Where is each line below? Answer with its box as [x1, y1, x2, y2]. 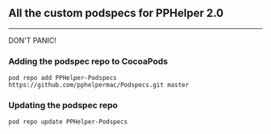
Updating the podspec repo [8, 100, 119, 111]
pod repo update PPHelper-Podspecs [8, 118, 128, 126]
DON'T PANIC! [8, 36, 56, 45]
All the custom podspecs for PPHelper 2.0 [8, 6, 224, 20]
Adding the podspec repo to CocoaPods [8, 56, 168, 67]
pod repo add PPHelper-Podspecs [8, 74, 117, 82]
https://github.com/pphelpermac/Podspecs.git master [8, 81, 190, 90]
